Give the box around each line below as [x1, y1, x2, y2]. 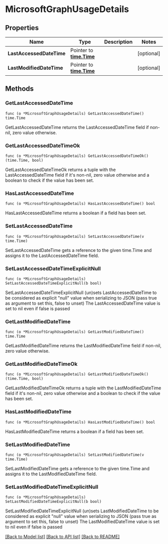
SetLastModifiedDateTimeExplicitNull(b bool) [5, 499, 101, 504]
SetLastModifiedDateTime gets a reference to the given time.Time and [5, 466, 150, 472]
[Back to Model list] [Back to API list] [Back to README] [5, 533, 120, 540]
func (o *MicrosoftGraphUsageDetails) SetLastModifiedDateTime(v [5, 453, 144, 458]
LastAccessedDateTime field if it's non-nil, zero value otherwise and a [5, 172, 149, 178]
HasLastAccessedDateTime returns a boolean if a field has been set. [5, 210, 146, 216]
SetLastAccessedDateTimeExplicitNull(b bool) [5, 281, 101, 286]
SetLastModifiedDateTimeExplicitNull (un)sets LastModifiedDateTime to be [5, 508, 159, 514]
